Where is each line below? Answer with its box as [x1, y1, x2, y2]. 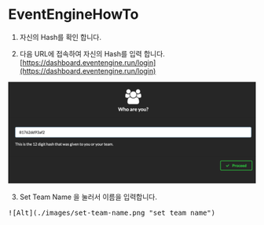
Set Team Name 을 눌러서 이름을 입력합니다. [19, 192, 157, 201]
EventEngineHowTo [8, 5, 139, 24]
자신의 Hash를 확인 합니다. [19, 32, 102, 42]
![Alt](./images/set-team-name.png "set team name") [8, 208, 216, 217]
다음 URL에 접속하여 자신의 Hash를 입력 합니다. [19, 49, 165, 58]
